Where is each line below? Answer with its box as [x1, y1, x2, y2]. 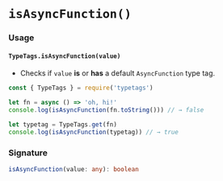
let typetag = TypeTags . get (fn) [8, 120, 117, 129]
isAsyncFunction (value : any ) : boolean [8, 165, 139, 173]
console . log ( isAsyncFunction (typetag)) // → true [8, 128, 179, 136]
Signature [8, 147, 48, 158]
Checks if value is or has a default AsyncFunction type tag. [19, 68, 216, 78]
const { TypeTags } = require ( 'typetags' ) [8, 84, 154, 93]
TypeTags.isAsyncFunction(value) [8, 51, 121, 60]
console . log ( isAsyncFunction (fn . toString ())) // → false [8, 106, 204, 114]
